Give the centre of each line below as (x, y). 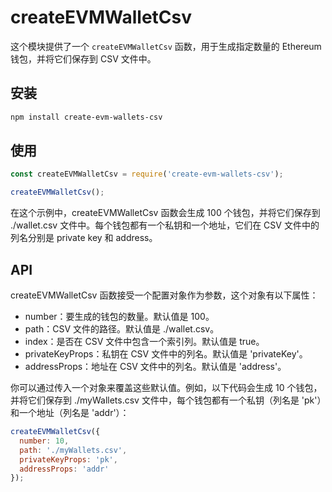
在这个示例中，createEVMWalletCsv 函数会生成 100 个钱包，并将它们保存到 (165, 213)
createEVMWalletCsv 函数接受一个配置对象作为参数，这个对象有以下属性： (164, 295)
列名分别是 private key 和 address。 (84, 238)
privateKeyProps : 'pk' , (68, 459)
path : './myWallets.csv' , (73, 450)
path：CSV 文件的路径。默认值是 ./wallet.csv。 (122, 329)
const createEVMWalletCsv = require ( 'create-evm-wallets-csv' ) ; (147, 174)
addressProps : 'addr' (64, 469)
